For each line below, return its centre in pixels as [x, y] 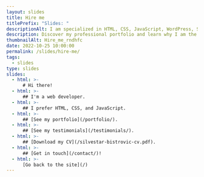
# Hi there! [37, 86]
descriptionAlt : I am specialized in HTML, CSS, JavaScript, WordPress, [100, 29]
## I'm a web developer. [54, 97]
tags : [13, 57]
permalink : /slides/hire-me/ [43, 52]
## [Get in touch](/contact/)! [62, 153]
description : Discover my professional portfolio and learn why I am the [102, 35]
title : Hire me [25, 18]
